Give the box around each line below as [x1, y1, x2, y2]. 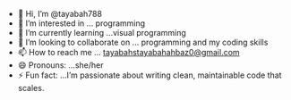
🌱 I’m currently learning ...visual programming [17, 28, 186, 37]
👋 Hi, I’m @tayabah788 [17, 9, 103, 19]
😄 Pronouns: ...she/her [17, 60, 104, 71]
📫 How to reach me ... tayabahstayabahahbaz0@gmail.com [17, 47, 240, 57]
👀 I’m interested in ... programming [17, 18, 146, 29]
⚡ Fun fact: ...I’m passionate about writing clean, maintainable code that [17, 70, 282, 80]
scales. [17, 83, 45, 93]
